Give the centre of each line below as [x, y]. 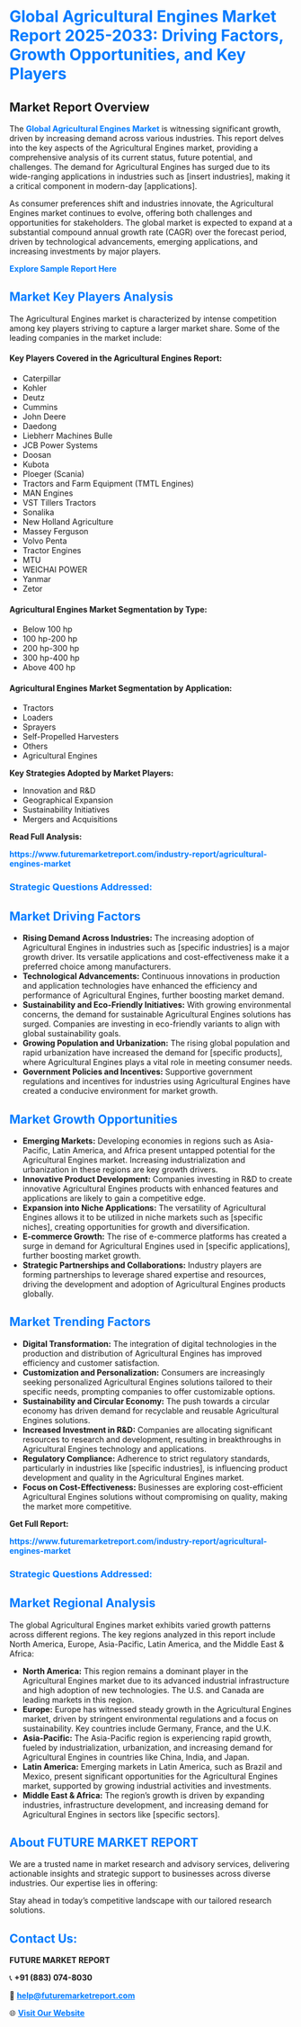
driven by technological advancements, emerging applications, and [134, 242]
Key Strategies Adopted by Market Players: [92, 773]
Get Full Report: [39, 1523]
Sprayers [39, 727]
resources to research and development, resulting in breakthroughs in [151, 1439]
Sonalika [38, 512]
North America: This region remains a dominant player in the [135, 1671]
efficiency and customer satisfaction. [91, 1363]
